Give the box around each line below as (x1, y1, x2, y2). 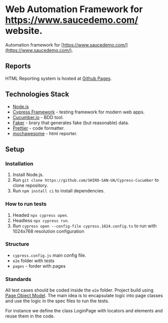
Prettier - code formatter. (12, 125, 65, 131)
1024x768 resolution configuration (12, 228, 85, 234)
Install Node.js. (12, 172, 44, 178)
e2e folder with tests (12, 257, 55, 264)
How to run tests (5, 200, 47, 208)
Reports (5, 62, 31, 70)
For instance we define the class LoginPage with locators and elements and (5, 308, 163, 314)
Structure (5, 240, 29, 248)
